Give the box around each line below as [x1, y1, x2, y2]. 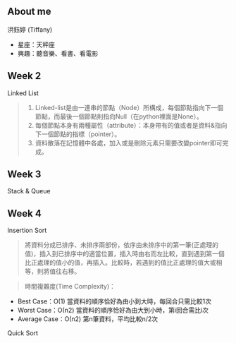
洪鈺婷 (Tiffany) [7, 25, 53, 34]
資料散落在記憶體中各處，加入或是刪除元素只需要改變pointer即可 [35, 138, 223, 147]
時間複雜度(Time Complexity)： [24, 282, 116, 291]
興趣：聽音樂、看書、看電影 [17, 49, 99, 57]
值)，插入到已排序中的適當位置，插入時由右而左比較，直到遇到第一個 [24, 250, 225, 258]
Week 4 [7, 207, 42, 219]
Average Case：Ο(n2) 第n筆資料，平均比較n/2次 [17, 315, 159, 323]
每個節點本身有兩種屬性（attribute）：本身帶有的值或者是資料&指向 [35, 121, 228, 129]
